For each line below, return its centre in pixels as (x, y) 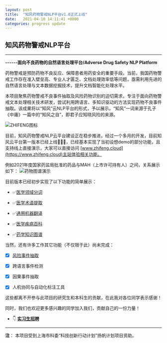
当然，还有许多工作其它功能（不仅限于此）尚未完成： (60, 245)
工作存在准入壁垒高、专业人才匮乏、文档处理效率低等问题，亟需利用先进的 (85, 79)
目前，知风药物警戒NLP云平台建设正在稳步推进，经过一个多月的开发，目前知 (83, 136)
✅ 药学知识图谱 (27, 234)
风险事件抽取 (25, 256)
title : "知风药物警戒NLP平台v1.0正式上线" (46, 14)
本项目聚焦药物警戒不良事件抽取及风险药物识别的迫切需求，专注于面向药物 (81, 96)
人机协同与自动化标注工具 (39, 287)
